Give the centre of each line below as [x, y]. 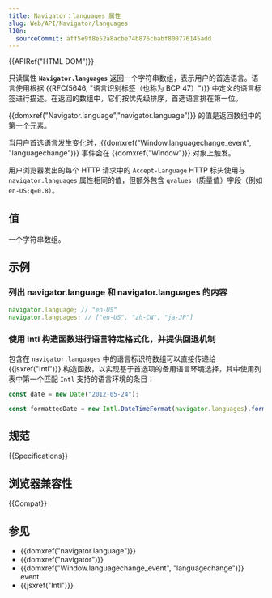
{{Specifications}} [38, 456]
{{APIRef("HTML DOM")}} [51, 61]
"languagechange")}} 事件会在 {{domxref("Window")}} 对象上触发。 [122, 153]
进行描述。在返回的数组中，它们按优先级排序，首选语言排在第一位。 [129, 99]
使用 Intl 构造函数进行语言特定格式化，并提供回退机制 [112, 339]
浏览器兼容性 [40, 483]
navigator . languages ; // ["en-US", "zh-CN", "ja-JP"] [101, 317]
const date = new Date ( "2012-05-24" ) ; [74, 394]
